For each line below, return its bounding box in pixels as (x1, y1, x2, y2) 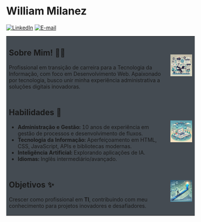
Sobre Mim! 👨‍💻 (8, 48, 66, 58)
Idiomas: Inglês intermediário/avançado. (17, 155, 118, 163)
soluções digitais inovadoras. (8, 83, 81, 90)
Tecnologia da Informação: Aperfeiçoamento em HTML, (17, 136, 157, 143)
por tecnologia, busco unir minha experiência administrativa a (8, 76, 160, 83)
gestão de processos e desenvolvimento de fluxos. (17, 130, 144, 137)
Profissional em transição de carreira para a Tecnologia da (8, 64, 153, 71)
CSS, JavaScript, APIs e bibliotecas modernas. (17, 142, 132, 149)
